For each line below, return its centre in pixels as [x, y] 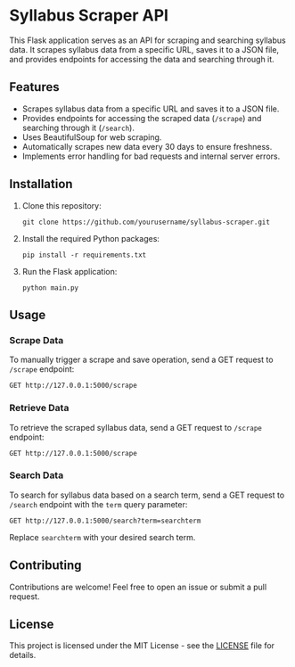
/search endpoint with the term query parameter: [98, 504]
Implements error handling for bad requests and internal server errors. [151, 156]
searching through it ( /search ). [78, 128]
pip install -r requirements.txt [84, 255]
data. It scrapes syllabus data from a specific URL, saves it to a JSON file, [144, 49]
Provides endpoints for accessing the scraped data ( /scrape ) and [142, 118]
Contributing [45, 566]
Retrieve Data [39, 408]
